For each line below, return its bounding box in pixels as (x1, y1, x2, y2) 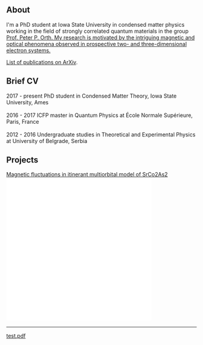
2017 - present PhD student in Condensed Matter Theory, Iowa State (6, 92, 177, 99)
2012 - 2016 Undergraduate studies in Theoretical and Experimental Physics (6, 130, 196, 138)
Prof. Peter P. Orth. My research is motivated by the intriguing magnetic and (6, 33, 195, 41)
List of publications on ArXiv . (6, 58, 78, 65)
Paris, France (6, 118, 39, 125)
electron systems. (6, 47, 51, 54)
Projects (6, 155, 39, 166)
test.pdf (6, 332, 26, 340)
